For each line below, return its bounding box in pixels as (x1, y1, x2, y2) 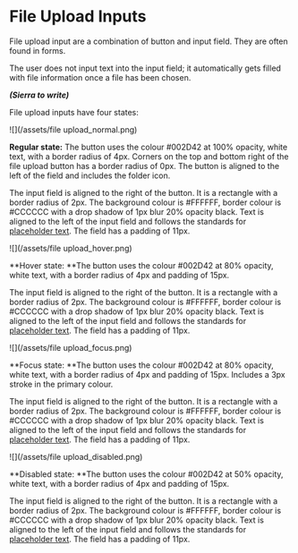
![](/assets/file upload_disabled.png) (9, 451, 143, 462)
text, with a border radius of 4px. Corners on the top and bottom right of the (9, 150, 289, 162)
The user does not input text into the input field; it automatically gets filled (9, 63, 282, 73)
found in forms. (9, 45, 66, 55)
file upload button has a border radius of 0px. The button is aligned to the (9, 160, 280, 171)
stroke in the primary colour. (9, 379, 114, 389)
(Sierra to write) (9, 89, 70, 100)
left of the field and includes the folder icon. (9, 170, 171, 181)
